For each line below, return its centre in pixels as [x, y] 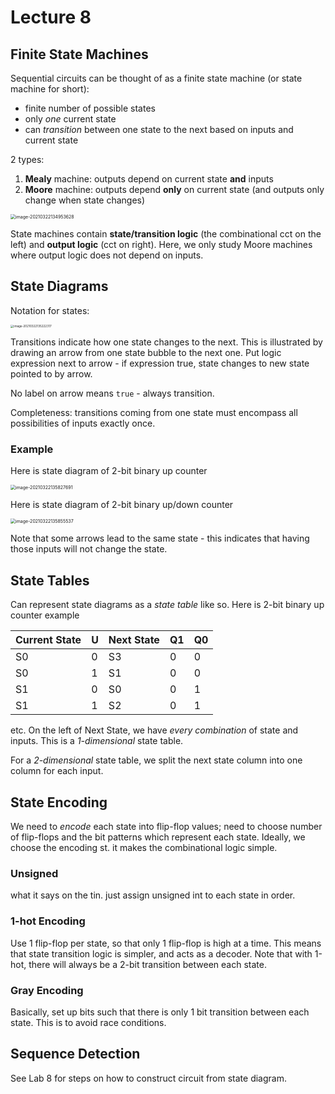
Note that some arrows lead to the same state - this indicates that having [160, 538]
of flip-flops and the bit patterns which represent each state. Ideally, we [158, 837]
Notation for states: [50, 310]
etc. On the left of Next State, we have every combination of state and [154, 730]
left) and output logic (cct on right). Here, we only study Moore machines [161, 244]
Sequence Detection [75, 1054]
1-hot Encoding [48, 921]
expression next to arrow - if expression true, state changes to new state [160, 363]
